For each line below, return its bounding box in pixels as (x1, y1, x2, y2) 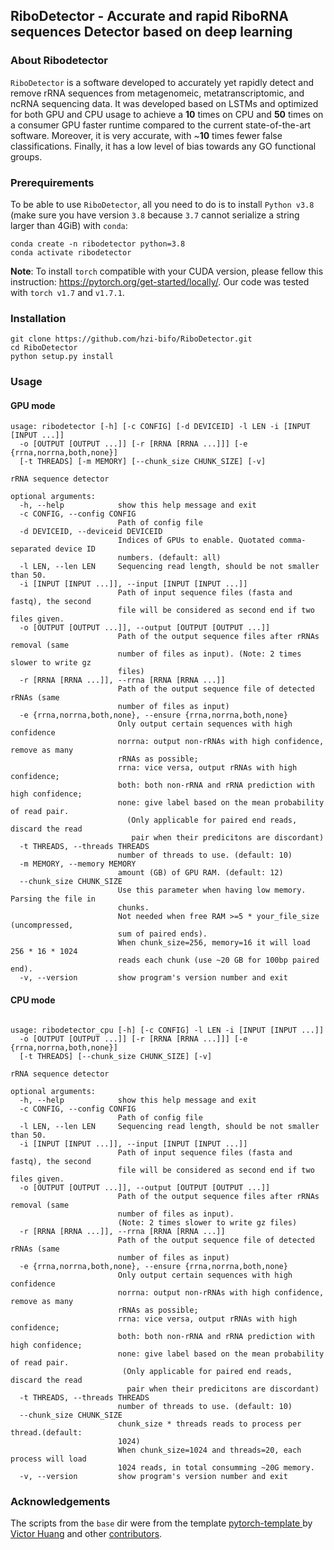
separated (10, 544, 52, 554)
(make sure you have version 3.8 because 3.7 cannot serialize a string (10, 209, 300, 221)
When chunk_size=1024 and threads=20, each (117, 1445, 302, 1455)
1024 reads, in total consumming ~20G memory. (117, 1462, 315, 1473)
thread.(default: (10, 1427, 83, 1438)
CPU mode (10, 994, 56, 1006)
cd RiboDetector (10, 343, 78, 353)
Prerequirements (10, 175, 95, 189)
